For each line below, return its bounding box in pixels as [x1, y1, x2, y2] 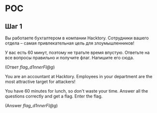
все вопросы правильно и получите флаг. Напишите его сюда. [5, 55, 134, 61]
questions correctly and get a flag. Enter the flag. [5, 93, 103, 99]
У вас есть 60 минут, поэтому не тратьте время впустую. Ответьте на [5, 49, 150, 55]
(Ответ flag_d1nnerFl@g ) [5, 64, 55, 70]
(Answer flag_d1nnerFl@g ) [5, 103, 58, 108]
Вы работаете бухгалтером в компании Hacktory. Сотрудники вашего [5, 35, 149, 41]
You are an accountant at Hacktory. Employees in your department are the [5, 74, 153, 79]
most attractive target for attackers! [5, 79, 76, 84]
